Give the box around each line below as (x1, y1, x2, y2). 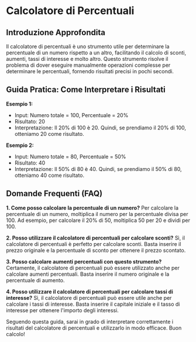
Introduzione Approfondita (6, 28, 105, 37)
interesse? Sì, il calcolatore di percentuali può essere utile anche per (6, 294, 172, 301)
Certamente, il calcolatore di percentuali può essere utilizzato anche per (6, 264, 180, 271)
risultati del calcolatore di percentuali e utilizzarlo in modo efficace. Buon (6, 324, 182, 331)
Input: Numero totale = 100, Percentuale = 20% (14, 111, 129, 118)
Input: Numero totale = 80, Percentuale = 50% (14, 153, 126, 160)
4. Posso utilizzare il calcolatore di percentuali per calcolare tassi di (6, 288, 174, 295)
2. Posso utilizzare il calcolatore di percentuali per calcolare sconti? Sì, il (6, 234, 185, 241)
